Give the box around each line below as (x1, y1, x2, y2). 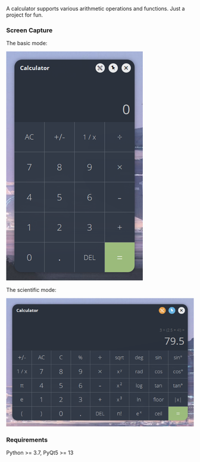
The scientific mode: (6, 287, 57, 294)
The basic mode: (6, 40, 48, 47)
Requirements (6, 435, 48, 444)
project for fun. (6, 11, 43, 18)
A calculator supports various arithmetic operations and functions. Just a (6, 5, 185, 12)
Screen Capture (6, 26, 53, 34)
